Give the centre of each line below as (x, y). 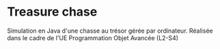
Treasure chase (52, 12)
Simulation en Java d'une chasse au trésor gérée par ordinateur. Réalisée (110, 31)
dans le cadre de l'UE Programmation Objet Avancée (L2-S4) (93, 37)
